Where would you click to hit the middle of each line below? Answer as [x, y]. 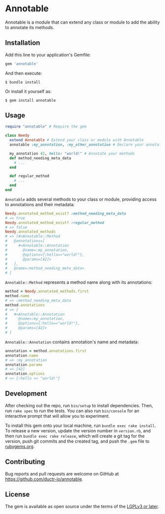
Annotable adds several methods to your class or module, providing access [81, 199]
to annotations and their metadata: [40, 204]
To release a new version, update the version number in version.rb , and [78, 430]
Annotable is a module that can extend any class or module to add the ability [82, 22]
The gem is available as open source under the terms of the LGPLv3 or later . [82, 506]
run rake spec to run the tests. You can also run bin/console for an [72, 411]
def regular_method [29, 176]
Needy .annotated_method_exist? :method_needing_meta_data [66, 213]
